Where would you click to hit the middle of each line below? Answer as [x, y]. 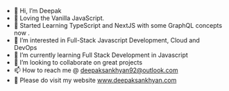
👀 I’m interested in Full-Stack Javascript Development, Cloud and [107, 40]
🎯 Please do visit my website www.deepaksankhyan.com [95, 80]
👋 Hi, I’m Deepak [37, 11]
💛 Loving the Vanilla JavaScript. [59, 18]
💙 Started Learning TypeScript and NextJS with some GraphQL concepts [118, 25]
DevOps [25, 48]
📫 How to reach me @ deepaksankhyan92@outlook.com [96, 70]
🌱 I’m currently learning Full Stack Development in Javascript [101, 55]
